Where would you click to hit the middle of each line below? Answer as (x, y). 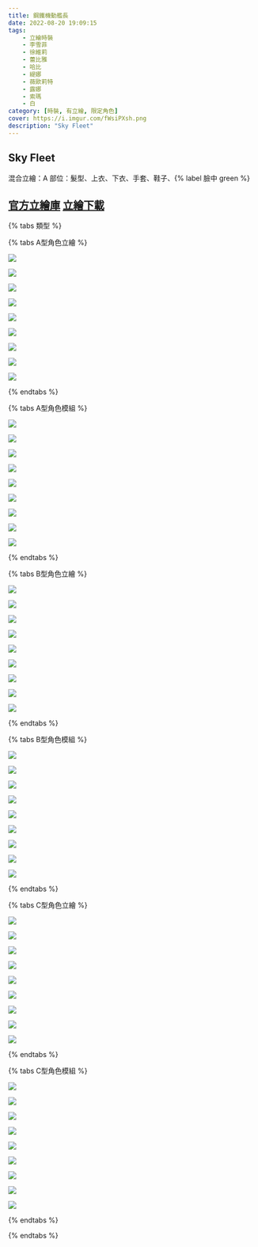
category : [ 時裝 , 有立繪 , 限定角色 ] (63, 112)
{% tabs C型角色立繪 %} (48, 905)
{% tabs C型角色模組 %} (48, 1071)
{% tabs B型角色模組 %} (47, 740)
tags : (17, 30)
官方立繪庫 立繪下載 (56, 205)
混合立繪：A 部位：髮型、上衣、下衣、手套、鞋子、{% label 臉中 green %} (129, 178)
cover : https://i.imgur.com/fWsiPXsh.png (78, 119)
